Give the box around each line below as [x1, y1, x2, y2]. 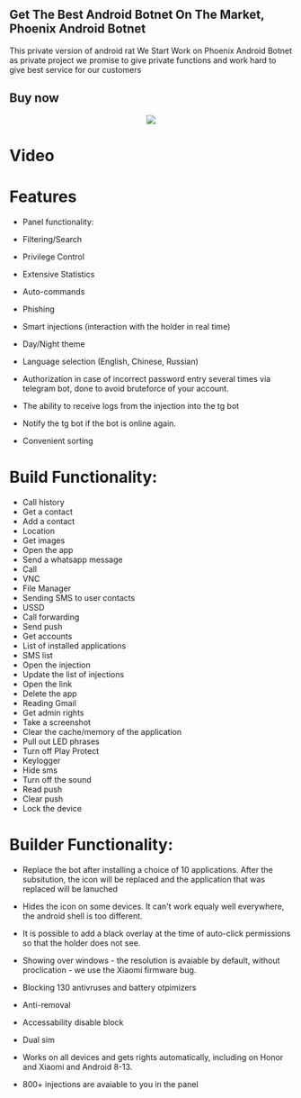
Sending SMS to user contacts [22, 592, 136, 603]
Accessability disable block [22, 1017, 124, 1028]
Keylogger [22, 755, 61, 766]
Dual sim [22, 1034, 56, 1045]
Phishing [22, 304, 56, 314]
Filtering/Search [22, 233, 83, 244]
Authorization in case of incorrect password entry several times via [22, 373, 271, 384]
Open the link [22, 678, 73, 689]
